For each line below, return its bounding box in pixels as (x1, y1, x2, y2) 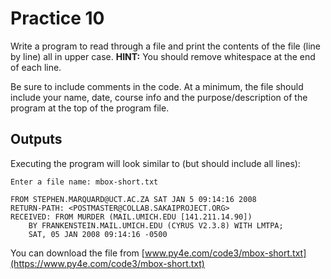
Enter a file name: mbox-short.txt (10, 177, 159, 187)
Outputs (10, 131, 63, 148)
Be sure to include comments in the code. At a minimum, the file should (10, 80, 304, 92)
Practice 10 (10, 7, 105, 30)
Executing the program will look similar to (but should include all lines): (10, 157, 301, 169)
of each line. (10, 61, 62, 73)
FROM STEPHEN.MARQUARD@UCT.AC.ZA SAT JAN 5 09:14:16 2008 (10, 194, 257, 204)
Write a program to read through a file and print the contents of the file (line (10, 40, 322, 52)
